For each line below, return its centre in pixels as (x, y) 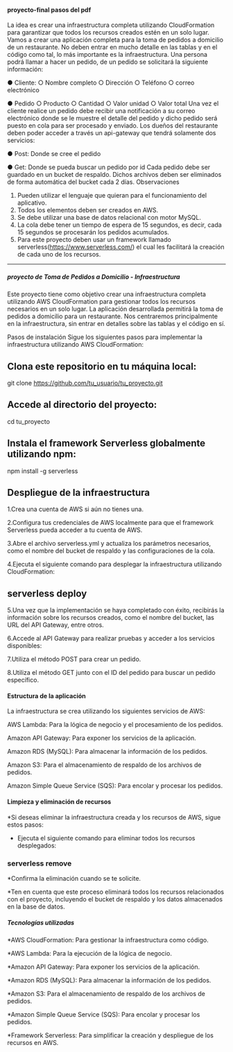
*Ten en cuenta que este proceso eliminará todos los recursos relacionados (115, 892)
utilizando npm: (42, 454)
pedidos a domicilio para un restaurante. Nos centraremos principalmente (113, 316)
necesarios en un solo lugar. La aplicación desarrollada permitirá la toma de (115, 309)
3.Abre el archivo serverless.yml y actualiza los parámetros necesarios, (109, 544)
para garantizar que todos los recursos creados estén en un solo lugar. (109, 33)
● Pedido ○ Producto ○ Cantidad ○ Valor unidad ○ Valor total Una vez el (113, 103)
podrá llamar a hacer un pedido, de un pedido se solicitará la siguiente (108, 62)
